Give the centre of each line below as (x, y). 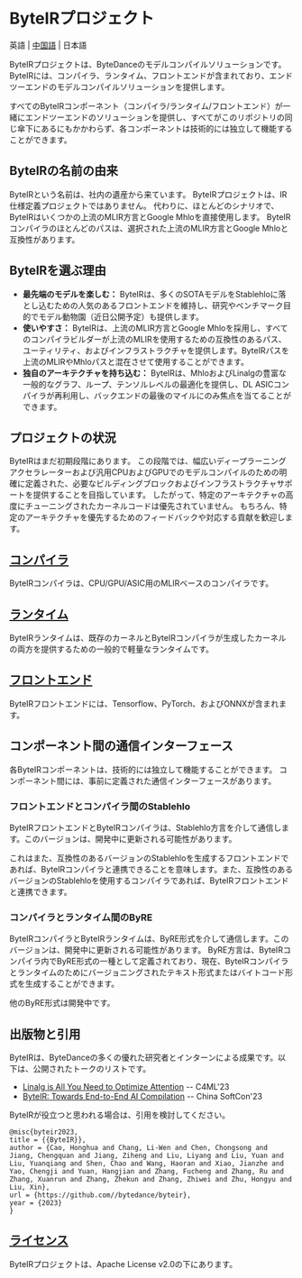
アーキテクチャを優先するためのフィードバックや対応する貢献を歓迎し (155, 517)
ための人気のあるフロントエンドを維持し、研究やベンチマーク (169, 305)
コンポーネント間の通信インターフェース (121, 746)
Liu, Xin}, (30, 1187)
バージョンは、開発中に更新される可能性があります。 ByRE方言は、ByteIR (146, 950)
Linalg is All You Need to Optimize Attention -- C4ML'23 (126, 1087)
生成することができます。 (72, 984)
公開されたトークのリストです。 (92, 1069)
